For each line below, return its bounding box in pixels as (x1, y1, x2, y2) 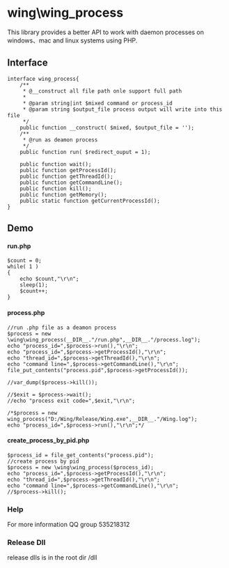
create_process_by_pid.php (7, 436, 90, 445)
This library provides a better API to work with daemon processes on (7, 28, 204, 36)
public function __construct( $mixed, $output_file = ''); (19, 124, 195, 131)
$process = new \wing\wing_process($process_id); (7, 463, 155, 471)
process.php (7, 308, 45, 316)
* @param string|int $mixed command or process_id (22, 100, 173, 107)
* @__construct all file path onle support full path (22, 87, 182, 95)
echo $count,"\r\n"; (19, 275, 79, 283)
